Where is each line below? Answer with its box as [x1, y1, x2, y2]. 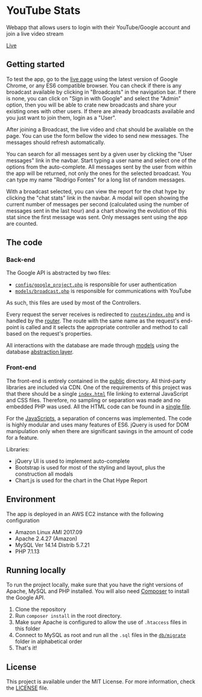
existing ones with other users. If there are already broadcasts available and [6, 107, 195, 115]
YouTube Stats [6, 4, 81, 18]
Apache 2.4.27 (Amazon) [14, 535, 78, 542]
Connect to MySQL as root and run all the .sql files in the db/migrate [14, 632, 186, 639]
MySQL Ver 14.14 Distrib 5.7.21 [14, 541, 90, 548]
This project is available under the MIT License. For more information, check [6, 678, 196, 686]
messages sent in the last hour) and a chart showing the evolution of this [6, 207, 187, 214]
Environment [6, 494, 56, 505]
